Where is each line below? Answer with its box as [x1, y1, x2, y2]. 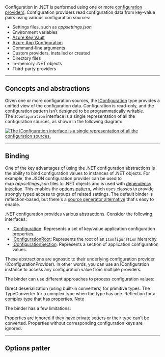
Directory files [12, 55, 41, 61]
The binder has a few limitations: [5, 305, 71, 311]
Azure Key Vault [12, 34, 45, 40]
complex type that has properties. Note [5, 296, 84, 302]
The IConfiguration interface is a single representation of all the [5, 113, 135, 119]
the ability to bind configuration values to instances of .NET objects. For [5, 170, 150, 176]
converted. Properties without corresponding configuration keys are [5, 320, 143, 326]
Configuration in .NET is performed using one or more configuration [5, 4, 142, 10]
